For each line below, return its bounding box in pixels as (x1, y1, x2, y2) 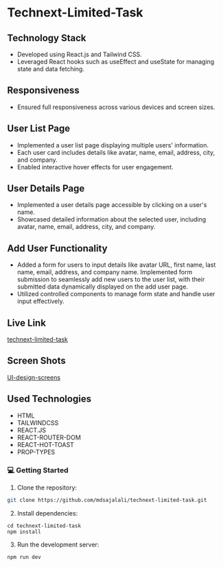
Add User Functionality (7, 242, 108, 254)
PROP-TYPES (16, 448, 56, 456)
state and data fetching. (16, 65, 84, 73)
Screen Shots (7, 355, 67, 367)
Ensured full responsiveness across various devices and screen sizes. (16, 103, 215, 111)
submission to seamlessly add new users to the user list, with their (16, 276, 205, 284)
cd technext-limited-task (7, 522, 81, 529)
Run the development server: (16, 540, 99, 548)
